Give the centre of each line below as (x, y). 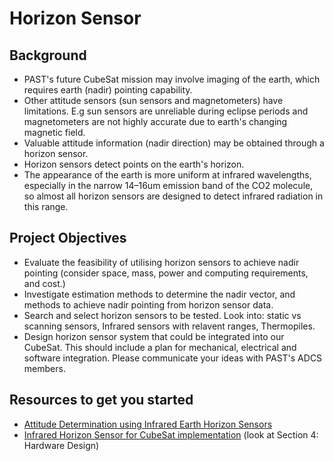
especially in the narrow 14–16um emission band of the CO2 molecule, (168, 185)
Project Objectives (68, 238)
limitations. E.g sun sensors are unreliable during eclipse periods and (166, 111)
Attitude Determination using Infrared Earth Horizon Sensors (148, 424)
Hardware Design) (61, 445)
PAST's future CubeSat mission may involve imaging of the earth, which (172, 79)
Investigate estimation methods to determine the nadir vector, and (159, 294)
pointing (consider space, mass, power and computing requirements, (166, 273)
